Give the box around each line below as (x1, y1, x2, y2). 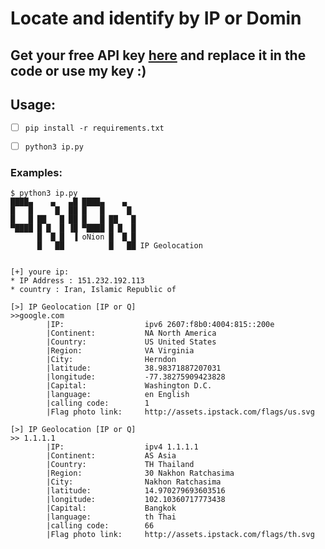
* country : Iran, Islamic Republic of (10, 285, 177, 295)
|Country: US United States (46, 337, 217, 347)
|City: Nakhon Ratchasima (46, 477, 222, 487)
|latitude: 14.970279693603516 (46, 486, 226, 496)
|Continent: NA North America (46, 328, 217, 339)
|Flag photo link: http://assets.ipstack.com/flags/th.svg (46, 530, 315, 540)
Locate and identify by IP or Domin (10, 7, 302, 30)
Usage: (10, 96, 57, 113)
